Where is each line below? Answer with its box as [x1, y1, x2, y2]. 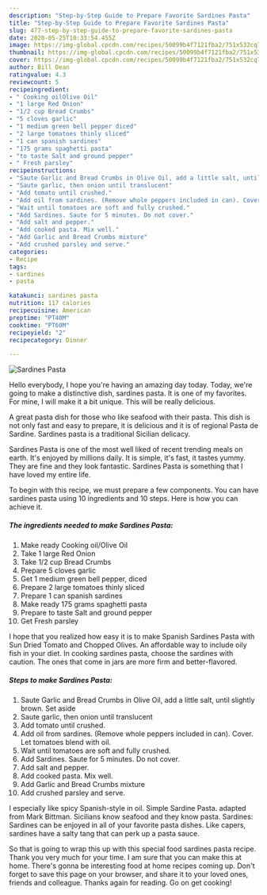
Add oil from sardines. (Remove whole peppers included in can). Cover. [20, 729, 254, 739]
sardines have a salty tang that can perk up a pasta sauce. [9, 829, 200, 839]
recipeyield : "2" [9, 329, 67, 337]
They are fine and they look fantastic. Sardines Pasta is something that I [9, 461, 244, 471]
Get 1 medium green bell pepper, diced [20, 574, 147, 584]
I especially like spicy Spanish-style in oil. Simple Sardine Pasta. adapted [9, 804, 246, 813]
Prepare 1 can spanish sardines [20, 591, 123, 600]
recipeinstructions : [9, 167, 78, 175]
